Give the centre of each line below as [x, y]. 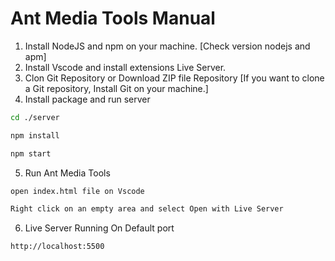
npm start [31, 153]
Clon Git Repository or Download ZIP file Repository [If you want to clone [174, 78]
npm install [35, 135]
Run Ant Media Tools [67, 173]
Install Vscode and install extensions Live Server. [125, 67]
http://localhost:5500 [57, 247]
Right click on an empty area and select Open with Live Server [147, 209]
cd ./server [35, 117]
